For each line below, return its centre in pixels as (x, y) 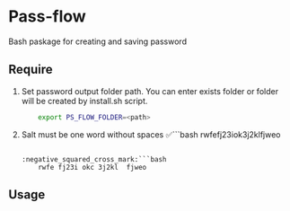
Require (31, 70)
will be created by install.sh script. (84, 101)
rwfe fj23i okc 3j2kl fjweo (92, 167)
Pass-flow (47, 17)
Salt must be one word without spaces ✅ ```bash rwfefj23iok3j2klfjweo (151, 134)
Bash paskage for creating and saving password (98, 41)
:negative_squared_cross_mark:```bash (94, 159)
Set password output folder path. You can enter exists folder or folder (150, 91)
